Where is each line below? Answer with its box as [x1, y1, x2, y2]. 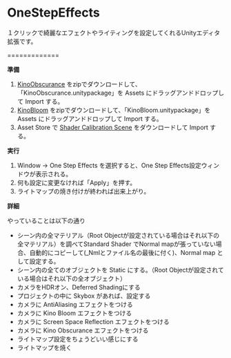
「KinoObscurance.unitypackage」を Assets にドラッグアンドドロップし [17, 88, 225, 97]
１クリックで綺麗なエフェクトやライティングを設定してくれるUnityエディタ [7, 28, 221, 37]
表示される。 [35, 169, 72, 178]
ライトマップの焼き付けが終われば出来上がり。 [17, 187, 150, 195]
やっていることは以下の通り [7, 216, 86, 225]
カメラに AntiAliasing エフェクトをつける [17, 300, 133, 308]
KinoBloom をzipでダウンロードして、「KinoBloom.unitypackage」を [17, 106, 211, 114]
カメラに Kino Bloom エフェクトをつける [17, 309, 132, 317]
